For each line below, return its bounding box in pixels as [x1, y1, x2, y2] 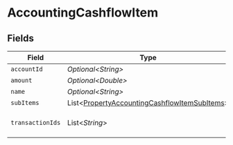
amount [10, 77, 33, 84]
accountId [10, 66, 43, 73]
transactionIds [10, 119, 61, 126]
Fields [7, 32, 35, 44]
